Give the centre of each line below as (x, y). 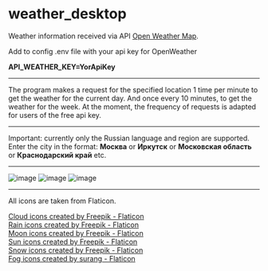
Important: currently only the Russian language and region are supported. (129, 138)
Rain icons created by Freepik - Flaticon (74, 225)
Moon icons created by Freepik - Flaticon (76, 233)
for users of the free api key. (55, 115)
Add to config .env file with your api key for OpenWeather (103, 51)
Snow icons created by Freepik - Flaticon (76, 250)
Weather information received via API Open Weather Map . (104, 36)
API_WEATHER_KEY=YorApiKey (62, 67)
